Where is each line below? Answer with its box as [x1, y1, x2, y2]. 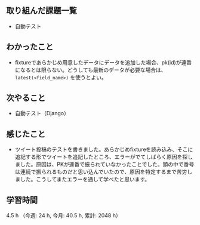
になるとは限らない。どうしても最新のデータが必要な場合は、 [14, 66, 167, 73]
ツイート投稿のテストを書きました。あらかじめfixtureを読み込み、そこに [14, 146, 193, 153]
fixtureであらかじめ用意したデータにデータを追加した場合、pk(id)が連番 [14, 58, 192, 66]
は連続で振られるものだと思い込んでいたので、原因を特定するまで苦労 [14, 168, 187, 175]
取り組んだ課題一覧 [6, 5, 77, 16]
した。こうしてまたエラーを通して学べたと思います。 [20, 175, 150, 183]
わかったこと [6, 42, 54, 52]
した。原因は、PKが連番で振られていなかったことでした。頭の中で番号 [20, 161, 195, 168]
